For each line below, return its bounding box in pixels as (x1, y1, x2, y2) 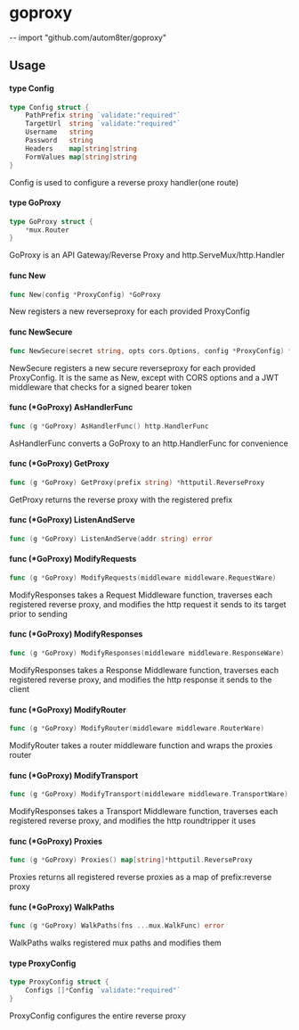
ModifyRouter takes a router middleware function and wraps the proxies (9, 739, 273, 751)
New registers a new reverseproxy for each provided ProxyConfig (9, 306, 251, 317)
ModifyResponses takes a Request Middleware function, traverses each (9, 589, 273, 600)
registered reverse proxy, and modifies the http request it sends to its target (9, 598, 287, 609)
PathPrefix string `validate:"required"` (25, 111, 181, 120)
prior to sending (9, 608, 69, 619)
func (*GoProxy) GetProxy (9, 458, 109, 469)
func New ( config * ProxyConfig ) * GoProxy (9, 290, 162, 299)
